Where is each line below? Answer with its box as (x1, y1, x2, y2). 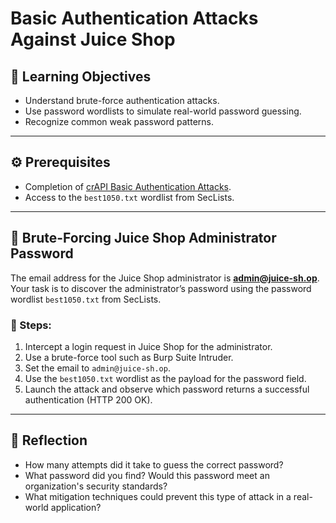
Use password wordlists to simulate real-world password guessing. (24, 105, 302, 117)
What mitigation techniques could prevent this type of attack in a (24, 490, 292, 502)
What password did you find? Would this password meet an (24, 469, 270, 481)
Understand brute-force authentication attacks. (24, 95, 220, 106)
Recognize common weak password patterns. (24, 116, 214, 127)
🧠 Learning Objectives (10, 68, 152, 85)
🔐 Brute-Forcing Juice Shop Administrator (10, 230, 277, 247)
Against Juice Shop (10, 28, 176, 51)
